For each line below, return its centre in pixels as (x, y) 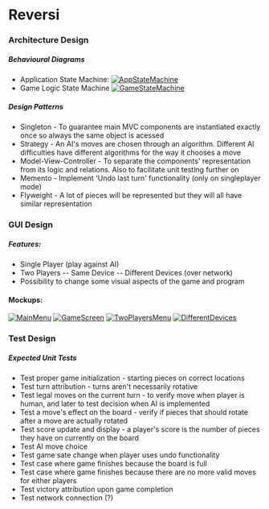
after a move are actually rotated (74, 421)
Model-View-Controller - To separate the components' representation (135, 161)
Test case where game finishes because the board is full (113, 464)
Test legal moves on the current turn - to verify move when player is (132, 395)
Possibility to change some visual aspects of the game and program (132, 281)
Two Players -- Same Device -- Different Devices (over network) (126, 272)
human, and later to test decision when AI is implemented (115, 403)
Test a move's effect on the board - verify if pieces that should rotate (134, 412)
